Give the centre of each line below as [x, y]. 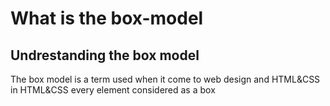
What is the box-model [107, 18]
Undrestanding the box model [105, 55]
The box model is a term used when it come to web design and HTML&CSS [165, 79]
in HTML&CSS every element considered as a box [113, 90]
